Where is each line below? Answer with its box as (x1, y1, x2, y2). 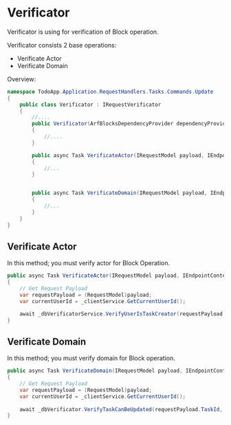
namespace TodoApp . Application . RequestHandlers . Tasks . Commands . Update (7, 88, 214, 95)
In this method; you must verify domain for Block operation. (7, 354, 175, 362)
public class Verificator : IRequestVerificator (19, 101, 162, 108)
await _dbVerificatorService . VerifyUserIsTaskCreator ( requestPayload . (19, 310, 226, 318)
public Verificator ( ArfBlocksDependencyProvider (32, 121, 174, 127)
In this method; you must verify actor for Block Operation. (7, 259, 170, 267)
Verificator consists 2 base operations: (7, 41, 117, 49)
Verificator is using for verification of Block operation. (7, 28, 159, 36)
